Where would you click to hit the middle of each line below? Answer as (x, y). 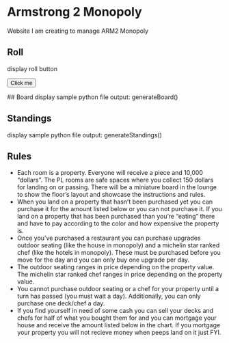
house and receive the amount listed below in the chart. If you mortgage (119, 325)
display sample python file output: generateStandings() (85, 135)
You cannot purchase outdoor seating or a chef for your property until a (118, 289)
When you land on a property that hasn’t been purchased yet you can (115, 202)
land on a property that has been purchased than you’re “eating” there (116, 217)
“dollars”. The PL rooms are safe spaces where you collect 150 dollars (115, 180)
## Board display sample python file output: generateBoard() (93, 97)
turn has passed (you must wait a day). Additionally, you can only (109, 296)
